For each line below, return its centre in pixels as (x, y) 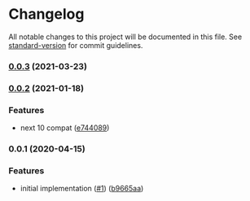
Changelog (46, 14)
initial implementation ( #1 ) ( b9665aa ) (82, 189)
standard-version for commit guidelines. (76, 45)
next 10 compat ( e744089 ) (65, 128)
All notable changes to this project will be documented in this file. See (125, 37)
